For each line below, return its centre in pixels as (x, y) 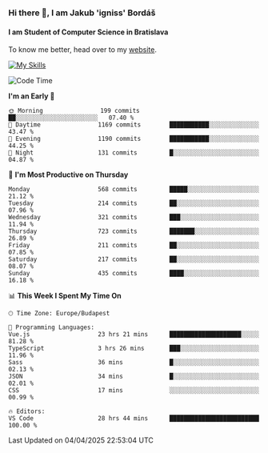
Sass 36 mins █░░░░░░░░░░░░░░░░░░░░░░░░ (134, 363)
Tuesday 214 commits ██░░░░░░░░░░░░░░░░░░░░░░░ (134, 203)
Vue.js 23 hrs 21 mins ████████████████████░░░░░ (134, 335)
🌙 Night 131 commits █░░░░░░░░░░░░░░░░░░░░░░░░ (134, 153)
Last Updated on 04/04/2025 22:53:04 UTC (81, 440)
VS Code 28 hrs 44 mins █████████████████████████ (134, 419)
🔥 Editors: (27, 411)
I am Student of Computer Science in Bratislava (88, 32)
